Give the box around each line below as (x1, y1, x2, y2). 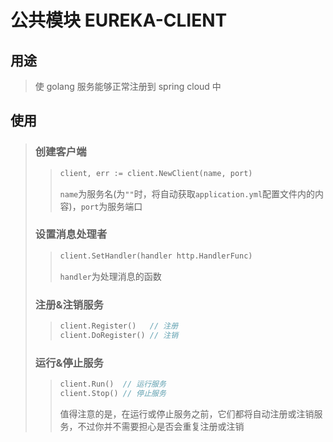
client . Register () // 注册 (59, 321, 179, 331)
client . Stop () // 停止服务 (59, 388, 167, 398)
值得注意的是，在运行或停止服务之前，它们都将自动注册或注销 (59, 407, 315, 420)
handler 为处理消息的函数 (59, 270, 162, 282)
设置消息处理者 (34, 227, 108, 241)
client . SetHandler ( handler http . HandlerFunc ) (59, 251, 253, 261)
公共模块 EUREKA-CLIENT (10, 9, 228, 32)
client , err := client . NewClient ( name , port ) (59, 168, 253, 178)
